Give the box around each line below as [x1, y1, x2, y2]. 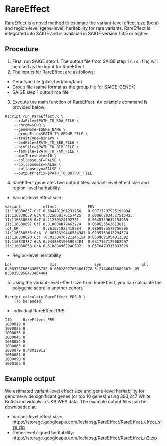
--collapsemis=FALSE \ [14, 162, 61, 167]
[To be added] [14, 299, 43, 304]
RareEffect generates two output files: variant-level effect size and [12, 179, 149, 185]
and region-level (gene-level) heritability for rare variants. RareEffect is [5, 25, 151, 31]
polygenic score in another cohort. [12, 285, 84, 291]
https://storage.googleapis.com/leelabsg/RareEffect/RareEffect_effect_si [12, 419, 162, 425]
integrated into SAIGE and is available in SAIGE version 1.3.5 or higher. [5, 30, 149, 36]
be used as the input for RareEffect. [12, 63, 86, 69]
